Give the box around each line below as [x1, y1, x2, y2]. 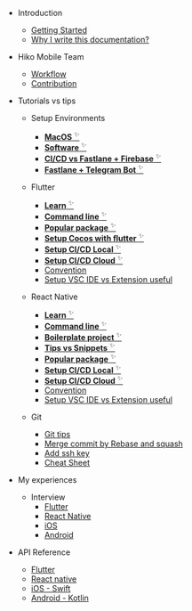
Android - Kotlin [30, 592, 89, 604]
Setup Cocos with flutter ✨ [44, 232, 145, 244]
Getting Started [30, 25, 87, 35]
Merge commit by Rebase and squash [44, 438, 184, 449]
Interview [30, 492, 66, 502]
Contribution [30, 78, 77, 88]
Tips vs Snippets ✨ [44, 341, 116, 354]
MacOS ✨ [44, 130, 80, 142]
